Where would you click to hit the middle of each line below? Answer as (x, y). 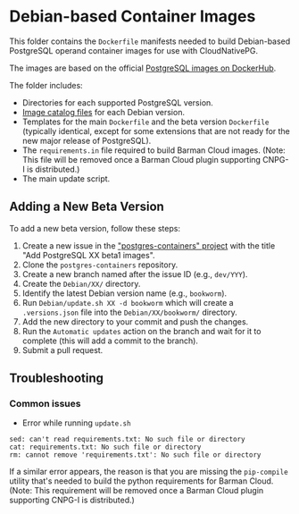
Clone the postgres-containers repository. (100, 265)
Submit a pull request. (62, 350)
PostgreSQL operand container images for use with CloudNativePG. (134, 50)
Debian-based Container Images (133, 17)
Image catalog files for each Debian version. (104, 112)
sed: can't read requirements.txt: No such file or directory (127, 440)
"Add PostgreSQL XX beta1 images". (88, 255)
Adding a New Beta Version (87, 207)
